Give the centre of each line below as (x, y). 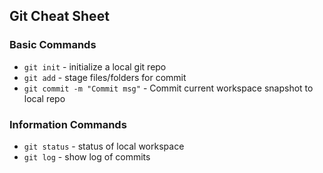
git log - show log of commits (87, 156)
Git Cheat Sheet (59, 16)
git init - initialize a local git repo (95, 66)
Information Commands (68, 124)
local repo (44, 98)
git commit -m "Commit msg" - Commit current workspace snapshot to (168, 88)
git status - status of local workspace (104, 146)
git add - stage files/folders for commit (105, 77)
